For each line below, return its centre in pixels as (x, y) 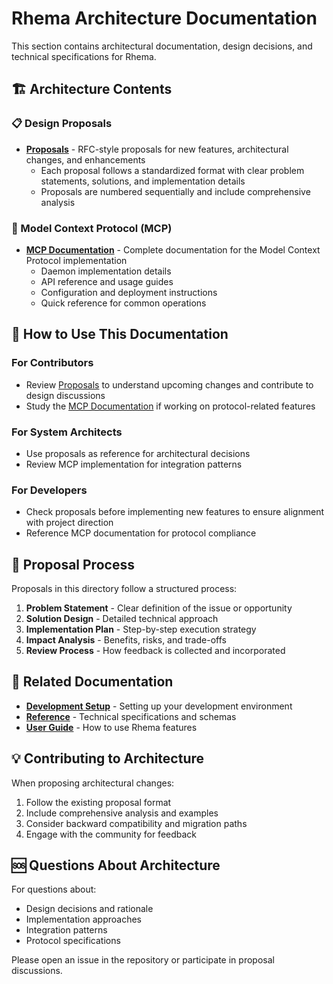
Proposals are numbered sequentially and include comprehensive (175, 191)
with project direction (69, 523)
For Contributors (52, 363)
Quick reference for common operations (123, 303)
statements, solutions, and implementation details (143, 181)
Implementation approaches (83, 919)
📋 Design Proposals (62, 124)
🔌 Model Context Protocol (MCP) (92, 228)
